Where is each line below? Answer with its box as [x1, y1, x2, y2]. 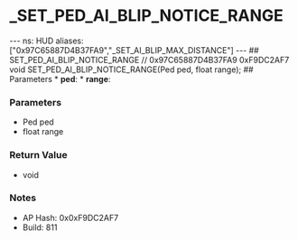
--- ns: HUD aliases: [9, 35, 84, 46]
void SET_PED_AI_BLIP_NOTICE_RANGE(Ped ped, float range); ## [9, 64, 255, 75]
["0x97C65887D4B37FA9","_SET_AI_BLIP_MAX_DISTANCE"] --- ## [9, 44, 259, 55]
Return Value [9, 149, 68, 162]
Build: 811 [22, 222, 58, 233]
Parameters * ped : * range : [9, 73, 111, 84]
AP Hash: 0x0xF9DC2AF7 [22, 212, 119, 223]
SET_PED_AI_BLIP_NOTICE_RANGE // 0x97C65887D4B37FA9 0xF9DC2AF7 [9, 54, 290, 65]
